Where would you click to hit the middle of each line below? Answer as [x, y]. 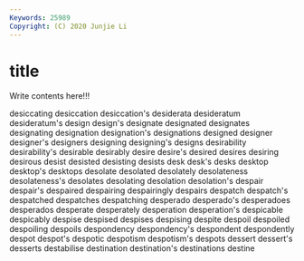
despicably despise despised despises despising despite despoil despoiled [150, 219]
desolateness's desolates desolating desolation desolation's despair [137, 181]
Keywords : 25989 [40, 18]
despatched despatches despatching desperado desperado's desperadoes [150, 200]
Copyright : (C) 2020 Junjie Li [68, 26]
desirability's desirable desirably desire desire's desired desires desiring [144, 152]
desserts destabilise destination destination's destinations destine [132, 248]
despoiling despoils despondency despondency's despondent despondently [152, 229]
